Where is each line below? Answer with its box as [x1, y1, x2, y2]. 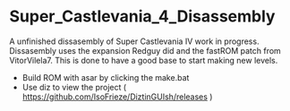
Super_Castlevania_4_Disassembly [9, 6, 276, 27]
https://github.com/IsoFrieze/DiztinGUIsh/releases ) [21, 91, 213, 102]
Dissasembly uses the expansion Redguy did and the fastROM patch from [9, 45, 282, 55]
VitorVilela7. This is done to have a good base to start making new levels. [9, 55, 278, 65]
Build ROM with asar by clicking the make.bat [21, 72, 190, 82]
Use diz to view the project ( [21, 81, 127, 92]
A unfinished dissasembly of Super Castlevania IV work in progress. [9, 36, 260, 47]
